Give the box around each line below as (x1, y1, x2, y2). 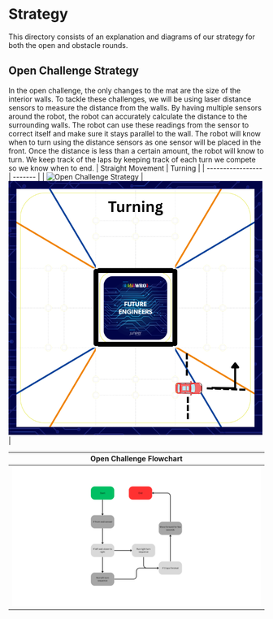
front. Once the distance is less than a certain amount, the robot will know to (8, 145, 264, 155)
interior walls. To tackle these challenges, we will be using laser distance (8, 94, 252, 104)
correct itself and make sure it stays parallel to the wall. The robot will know (8, 128, 262, 138)
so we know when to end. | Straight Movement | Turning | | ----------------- (8, 163, 262, 173)
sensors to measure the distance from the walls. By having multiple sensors (8, 102, 262, 112)
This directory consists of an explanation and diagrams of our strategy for (8, 32, 256, 41)
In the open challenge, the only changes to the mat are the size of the (8, 85, 241, 95)
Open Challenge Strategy (8, 64, 140, 78)
